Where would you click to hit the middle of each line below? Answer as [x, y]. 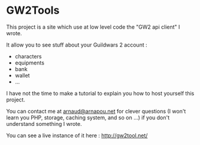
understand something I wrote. [44, 124]
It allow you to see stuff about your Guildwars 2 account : [77, 45]
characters [28, 56]
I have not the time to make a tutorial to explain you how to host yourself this [100, 93]
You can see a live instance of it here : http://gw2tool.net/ [77, 135]
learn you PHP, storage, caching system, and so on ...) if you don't [88, 118]
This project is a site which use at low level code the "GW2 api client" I [93, 27]
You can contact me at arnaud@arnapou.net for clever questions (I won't [96, 111]
